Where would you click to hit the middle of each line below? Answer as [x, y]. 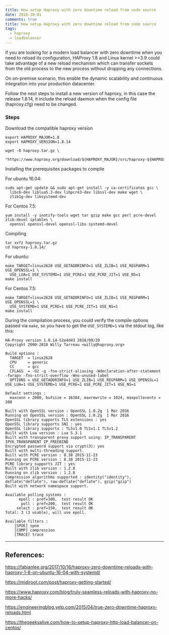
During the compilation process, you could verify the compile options [77, 321]
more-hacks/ [19, 597]
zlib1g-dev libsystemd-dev [38, 197]
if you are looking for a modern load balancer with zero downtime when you [84, 52]
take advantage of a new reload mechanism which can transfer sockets [79, 63]
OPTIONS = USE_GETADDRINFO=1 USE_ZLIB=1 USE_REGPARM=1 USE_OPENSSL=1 [84, 380]
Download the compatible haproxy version [49, 128]
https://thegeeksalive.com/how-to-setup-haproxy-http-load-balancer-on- [82, 622]
